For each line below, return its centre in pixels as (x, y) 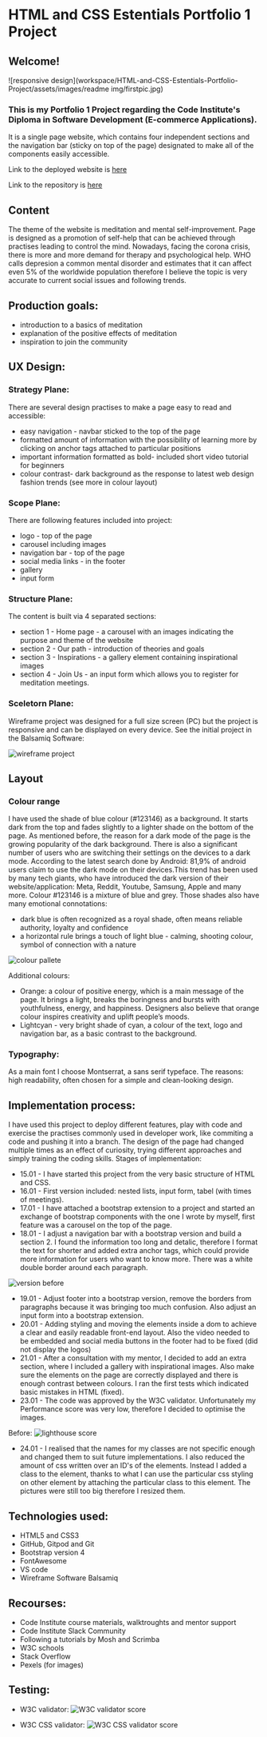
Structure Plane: (41, 599)
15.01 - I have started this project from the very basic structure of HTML (137, 1174)
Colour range (34, 801)
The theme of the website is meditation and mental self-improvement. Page (132, 230)
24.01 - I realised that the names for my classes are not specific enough (137, 1448)
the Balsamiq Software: (47, 738)
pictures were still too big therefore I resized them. (102, 1491)
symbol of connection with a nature (78, 944)
